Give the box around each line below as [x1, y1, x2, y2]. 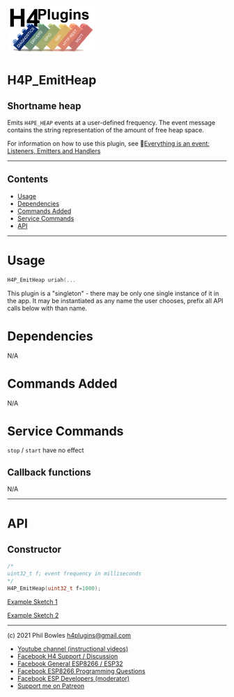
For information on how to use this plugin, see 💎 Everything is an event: [7, 139, 210, 148]
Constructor [7, 543, 61, 556]
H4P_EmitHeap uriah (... [7, 276, 77, 284]
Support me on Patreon [17, 682, 85, 690]
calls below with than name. [7, 304, 87, 312]
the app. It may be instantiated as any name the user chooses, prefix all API [7, 296, 224, 305]
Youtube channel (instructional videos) [17, 644, 129, 653]
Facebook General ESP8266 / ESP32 [17, 659, 123, 668]
